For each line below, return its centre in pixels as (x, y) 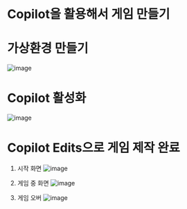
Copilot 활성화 (47, 98)
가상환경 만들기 (48, 48)
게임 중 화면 (33, 183)
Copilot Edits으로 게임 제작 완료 (93, 148)
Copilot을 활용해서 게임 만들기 (89, 14)
